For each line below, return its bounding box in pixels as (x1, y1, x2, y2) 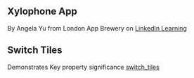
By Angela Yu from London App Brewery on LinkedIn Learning (7, 24, 188, 32)
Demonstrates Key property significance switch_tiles (7, 63, 160, 71)
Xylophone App (7, 6, 77, 17)
